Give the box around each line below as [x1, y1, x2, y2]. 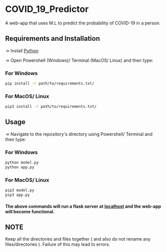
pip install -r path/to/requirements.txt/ [5, 81, 94, 86]
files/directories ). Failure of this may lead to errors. [5, 242, 110, 248]
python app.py [5, 165, 35, 170]
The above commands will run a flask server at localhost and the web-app [5, 203, 162, 209]
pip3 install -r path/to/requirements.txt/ [5, 104, 97, 109]
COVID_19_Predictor [5, 3, 89, 15]
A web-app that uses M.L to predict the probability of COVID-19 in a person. [5, 20, 161, 26]
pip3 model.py [5, 188, 35, 193]
